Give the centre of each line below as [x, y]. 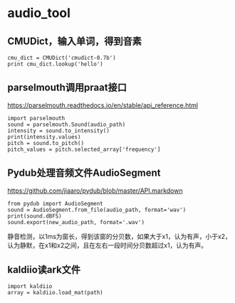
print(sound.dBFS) [35, 216]
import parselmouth [36, 118]
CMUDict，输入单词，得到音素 [75, 41]
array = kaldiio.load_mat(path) [55, 293]
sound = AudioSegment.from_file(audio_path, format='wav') [97, 210]
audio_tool [39, 13]
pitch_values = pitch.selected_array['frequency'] [84, 149]
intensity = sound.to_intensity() [59, 131]
